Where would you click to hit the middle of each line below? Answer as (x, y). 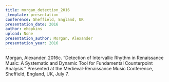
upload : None (19, 34)
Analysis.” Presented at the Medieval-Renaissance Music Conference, (79, 68)
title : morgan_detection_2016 (38, 10)
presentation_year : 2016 (32, 43)
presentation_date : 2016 (32, 24)
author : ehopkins (24, 29)
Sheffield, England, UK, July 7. (37, 74)
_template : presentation (32, 15)
